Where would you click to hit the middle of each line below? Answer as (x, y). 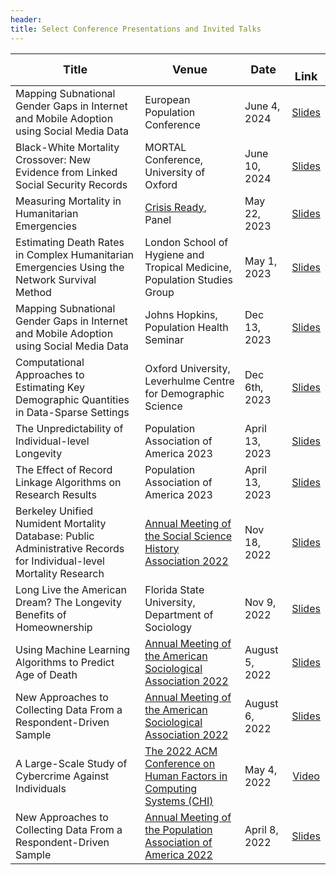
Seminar (164, 339)
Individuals (41, 788)
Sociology (168, 627)
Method (33, 292)
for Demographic (184, 393)
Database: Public (55, 536)
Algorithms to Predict (65, 662)
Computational (50, 362)
